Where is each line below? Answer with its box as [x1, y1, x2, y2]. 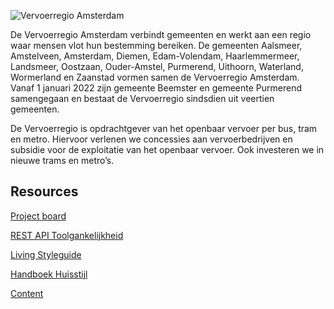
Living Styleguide [10, 248, 82, 260]
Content [10, 287, 44, 299]
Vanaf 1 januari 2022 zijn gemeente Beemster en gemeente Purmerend [10, 82, 302, 94]
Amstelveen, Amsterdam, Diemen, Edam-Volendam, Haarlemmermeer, [10, 50, 300, 62]
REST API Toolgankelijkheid [10, 229, 124, 241]
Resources [10, 183, 79, 200]
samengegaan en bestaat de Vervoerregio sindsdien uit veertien [10, 93, 275, 104]
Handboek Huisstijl [10, 268, 88, 280]
